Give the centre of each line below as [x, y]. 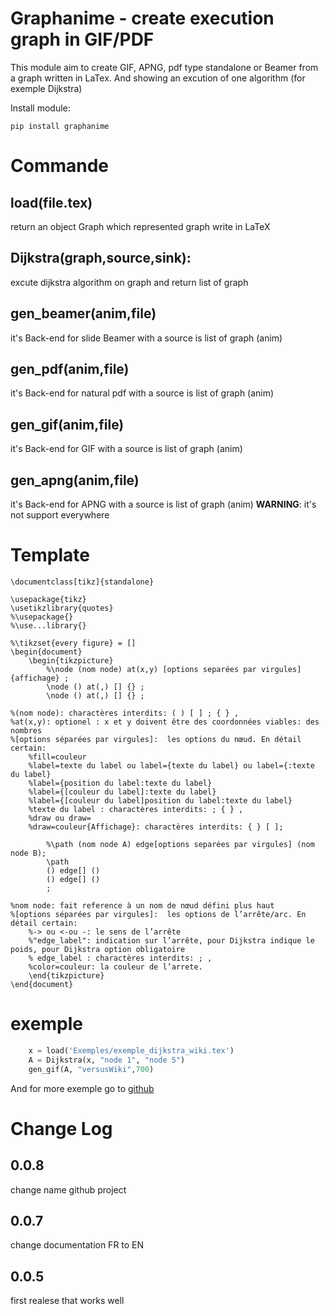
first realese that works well [67, 1301]
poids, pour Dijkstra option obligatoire [98, 949]
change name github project [68, 1189]
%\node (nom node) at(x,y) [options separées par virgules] [174, 669]
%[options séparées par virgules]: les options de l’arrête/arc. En [158, 914]
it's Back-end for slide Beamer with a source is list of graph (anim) [146, 338]
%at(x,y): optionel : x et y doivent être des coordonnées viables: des [165, 722]
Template [50, 555]
